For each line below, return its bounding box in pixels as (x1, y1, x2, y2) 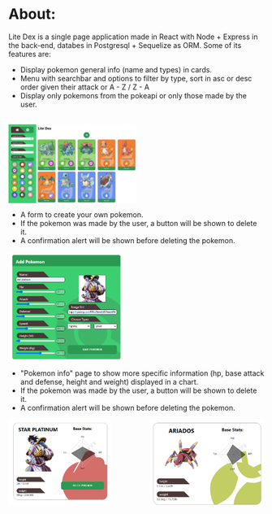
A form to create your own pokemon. (19, 210, 144, 220)
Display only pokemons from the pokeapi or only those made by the (19, 90, 248, 100)
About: (8, 5, 56, 24)
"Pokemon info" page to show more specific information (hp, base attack (19, 368, 265, 378)
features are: (8, 49, 51, 59)
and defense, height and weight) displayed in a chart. (19, 377, 199, 387)
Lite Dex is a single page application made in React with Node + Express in (8, 32, 258, 41)
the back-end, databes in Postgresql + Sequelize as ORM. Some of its (8, 40, 242, 50)
